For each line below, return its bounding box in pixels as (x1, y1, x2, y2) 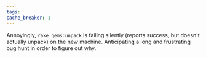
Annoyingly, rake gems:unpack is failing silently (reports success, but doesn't (6, 31, 200, 38)
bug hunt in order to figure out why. (6, 44, 97, 52)
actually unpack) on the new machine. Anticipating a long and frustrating (6, 38, 191, 45)
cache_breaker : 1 (6, 15, 51, 21)
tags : (6, 9, 20, 15)
